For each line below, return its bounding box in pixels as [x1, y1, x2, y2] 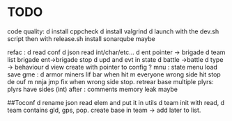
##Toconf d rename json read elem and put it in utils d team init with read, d [7, 98, 225, 106]
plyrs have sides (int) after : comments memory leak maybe [7, 85, 178, 93]
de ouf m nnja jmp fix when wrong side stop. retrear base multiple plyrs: [7, 77, 214, 86]
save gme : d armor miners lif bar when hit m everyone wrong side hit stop [7, 70, 221, 79]
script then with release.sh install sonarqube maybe [7, 34, 155, 42]
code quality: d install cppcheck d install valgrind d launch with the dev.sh [7, 27, 219, 35]
